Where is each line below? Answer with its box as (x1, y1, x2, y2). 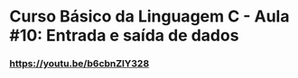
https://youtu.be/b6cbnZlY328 (9, 57, 150, 70)
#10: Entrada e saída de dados (9, 25, 239, 46)
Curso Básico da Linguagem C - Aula (9, 6, 290, 27)
